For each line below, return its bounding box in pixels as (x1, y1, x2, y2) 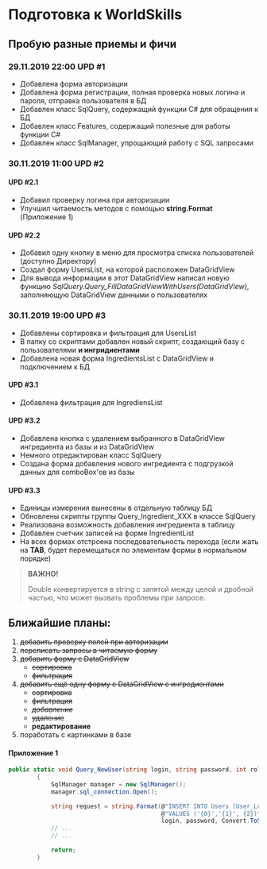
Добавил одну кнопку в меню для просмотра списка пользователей (19, 248, 254, 257)
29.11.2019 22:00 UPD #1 (8, 61, 106, 72)
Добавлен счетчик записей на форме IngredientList (19, 528, 195, 538)
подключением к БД (19, 361, 90, 371)
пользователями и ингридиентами (19, 345, 141, 354)
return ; (50, 846, 77, 854)
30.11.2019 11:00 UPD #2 (8, 157, 105, 168)
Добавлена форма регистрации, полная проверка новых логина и (19, 87, 246, 97)
